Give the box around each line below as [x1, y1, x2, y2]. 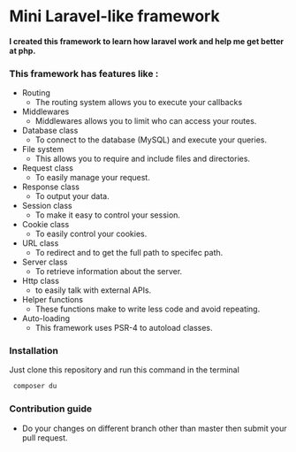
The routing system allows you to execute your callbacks [34, 97, 243, 108]
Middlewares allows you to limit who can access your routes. [34, 116, 257, 126]
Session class [21, 201, 72, 211]
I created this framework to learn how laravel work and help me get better [9, 35, 285, 46]
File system [21, 144, 65, 155]
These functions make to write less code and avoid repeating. [34, 303, 261, 315]
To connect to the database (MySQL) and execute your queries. [34, 134, 268, 145]
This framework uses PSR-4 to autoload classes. [34, 323, 213, 333]
